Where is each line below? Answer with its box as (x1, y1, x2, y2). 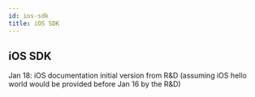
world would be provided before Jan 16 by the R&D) (8, 79, 181, 89)
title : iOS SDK (8, 19, 60, 27)
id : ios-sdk (8, 11, 49, 20)
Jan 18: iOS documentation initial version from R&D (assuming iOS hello (8, 70, 248, 81)
